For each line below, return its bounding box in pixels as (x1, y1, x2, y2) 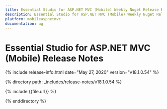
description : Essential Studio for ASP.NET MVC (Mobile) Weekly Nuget (5, 12, 155, 17)
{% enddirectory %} (5, 98, 46, 104)
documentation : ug (5, 21, 43, 26)
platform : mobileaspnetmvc (5, 16, 61, 21)
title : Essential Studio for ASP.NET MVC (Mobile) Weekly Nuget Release (5, 7, 159, 12)
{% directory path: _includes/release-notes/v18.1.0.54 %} (5, 79, 122, 85)
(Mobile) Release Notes (5, 53, 103, 64)
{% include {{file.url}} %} (5, 89, 57, 95)
